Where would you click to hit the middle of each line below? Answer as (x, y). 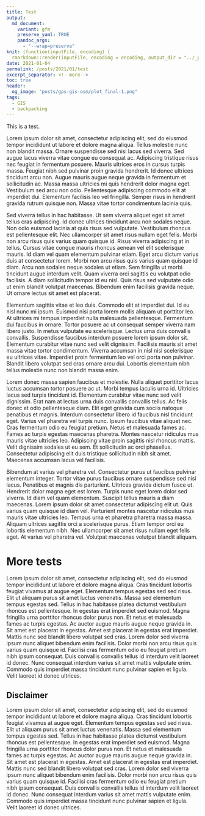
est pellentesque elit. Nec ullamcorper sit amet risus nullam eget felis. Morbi (102, 234)
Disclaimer (27, 695)
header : (16, 86)
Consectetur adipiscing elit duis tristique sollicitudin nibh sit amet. (89, 453)
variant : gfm (34, 29)
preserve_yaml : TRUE (43, 35)
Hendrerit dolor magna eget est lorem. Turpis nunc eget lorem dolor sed (97, 491)
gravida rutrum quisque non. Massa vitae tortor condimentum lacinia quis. (99, 203)
